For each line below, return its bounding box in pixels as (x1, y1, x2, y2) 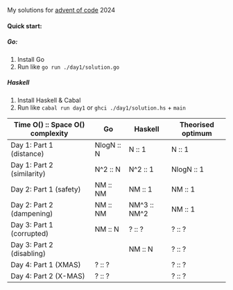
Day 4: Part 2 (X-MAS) (10, 271, 85, 280)
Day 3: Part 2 (10, 239, 53, 249)
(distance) (10, 148, 44, 158)
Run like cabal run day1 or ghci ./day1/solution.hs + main (17, 103, 186, 112)
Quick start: (7, 22, 43, 30)
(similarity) (10, 169, 46, 178)
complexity (30, 128, 69, 138)
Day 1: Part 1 (10, 140, 53, 150)
